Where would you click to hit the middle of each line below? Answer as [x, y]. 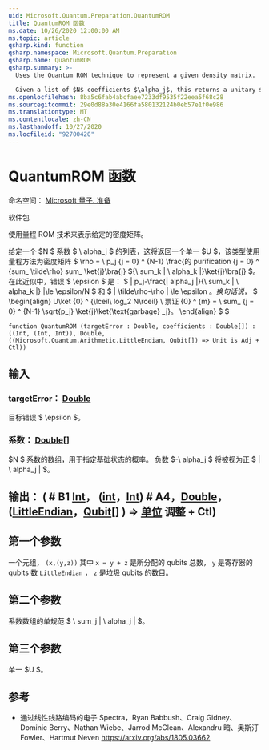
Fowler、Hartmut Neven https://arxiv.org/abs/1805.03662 [115, 738]
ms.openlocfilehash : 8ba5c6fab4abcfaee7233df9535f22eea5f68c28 [116, 97]
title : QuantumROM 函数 [47, 23]
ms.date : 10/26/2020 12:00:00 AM [64, 30]
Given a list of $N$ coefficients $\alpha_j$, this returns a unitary [136, 90]
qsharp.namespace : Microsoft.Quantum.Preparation [93, 53]
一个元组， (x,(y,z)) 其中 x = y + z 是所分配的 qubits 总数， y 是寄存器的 [131, 562]
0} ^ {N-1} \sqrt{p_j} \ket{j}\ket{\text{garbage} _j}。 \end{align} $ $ [119, 311]
